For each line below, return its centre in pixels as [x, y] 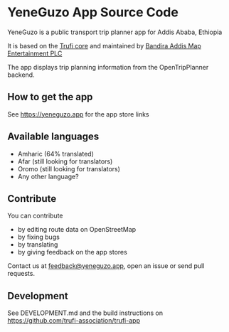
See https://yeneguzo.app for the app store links [78, 114]
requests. [21, 274]
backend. [21, 75]
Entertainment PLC [35, 53]
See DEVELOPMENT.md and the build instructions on [85, 313]
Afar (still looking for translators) [65, 161]
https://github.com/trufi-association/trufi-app [74, 321]
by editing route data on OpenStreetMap [77, 230]
